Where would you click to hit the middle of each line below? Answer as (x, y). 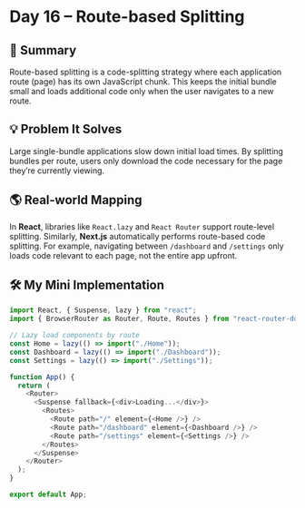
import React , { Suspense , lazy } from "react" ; (103, 310)
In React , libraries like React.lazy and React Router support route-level (142, 226)
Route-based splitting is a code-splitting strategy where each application (146, 72)
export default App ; (49, 495)
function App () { (42, 377)
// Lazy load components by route (75, 336)
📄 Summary (43, 50)
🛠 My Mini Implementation (87, 285)
